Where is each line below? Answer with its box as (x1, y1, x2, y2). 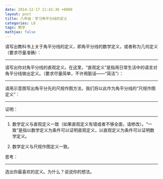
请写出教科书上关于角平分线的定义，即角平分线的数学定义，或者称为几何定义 (5, 44, 158, 49)
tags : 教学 (5, 25, 26, 30)
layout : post (5, 12, 32, 16)
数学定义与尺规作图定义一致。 (12, 144, 72, 149)
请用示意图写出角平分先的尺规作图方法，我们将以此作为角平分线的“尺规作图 (5, 85, 156, 91)
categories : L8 (5, 20, 36, 26)
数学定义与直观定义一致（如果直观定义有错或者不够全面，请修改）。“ (12, 121, 148, 127)
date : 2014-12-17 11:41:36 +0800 (5, 7, 73, 12)
